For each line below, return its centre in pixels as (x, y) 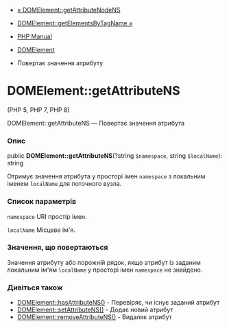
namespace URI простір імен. (47, 216)
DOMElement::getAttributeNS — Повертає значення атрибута (96, 123)
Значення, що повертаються (58, 248)
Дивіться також (35, 288)
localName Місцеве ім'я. (41, 230)
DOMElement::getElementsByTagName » (75, 23)
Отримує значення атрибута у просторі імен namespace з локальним (106, 176)
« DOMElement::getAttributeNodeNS (69, 10)
